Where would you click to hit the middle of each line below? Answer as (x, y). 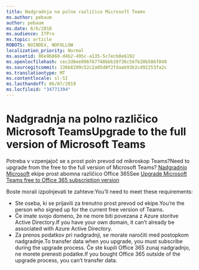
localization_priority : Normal (45, 51)
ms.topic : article (29, 39)
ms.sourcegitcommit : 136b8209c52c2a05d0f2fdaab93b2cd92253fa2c (87, 67)
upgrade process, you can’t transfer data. (66, 260)
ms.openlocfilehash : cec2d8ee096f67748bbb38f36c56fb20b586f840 (87, 62)
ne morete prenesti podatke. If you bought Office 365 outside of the (98, 254)
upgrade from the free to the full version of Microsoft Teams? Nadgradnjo (97, 167)
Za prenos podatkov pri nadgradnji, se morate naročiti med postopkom (102, 235)
